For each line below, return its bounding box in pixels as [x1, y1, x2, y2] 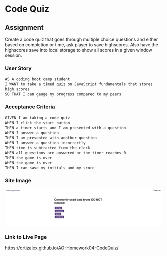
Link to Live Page [5, 233, 47, 240]
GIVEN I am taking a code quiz [5, 115, 70, 120]
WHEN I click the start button [5, 120, 70, 125]
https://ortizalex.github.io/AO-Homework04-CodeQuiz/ [5, 245, 119, 251]
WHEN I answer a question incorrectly [5, 140, 86, 145]
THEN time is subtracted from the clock [5, 145, 91, 150]
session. [5, 52, 22, 58]
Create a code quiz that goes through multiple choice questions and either [5, 36, 158, 42]
